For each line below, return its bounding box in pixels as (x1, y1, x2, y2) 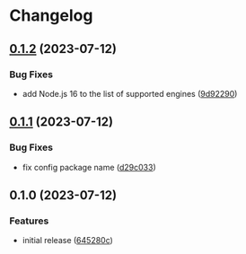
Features (9, 215, 49, 227)
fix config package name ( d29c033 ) (22, 162, 156, 172)
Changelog (9, 5, 93, 26)
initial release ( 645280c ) (22, 235, 114, 246)
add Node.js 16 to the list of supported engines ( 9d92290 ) (22, 88, 238, 99)
